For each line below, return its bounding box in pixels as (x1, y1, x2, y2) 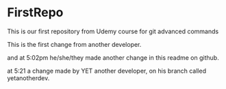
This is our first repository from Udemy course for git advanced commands (7, 27, 219, 35)
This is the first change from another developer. (7, 40, 142, 48)
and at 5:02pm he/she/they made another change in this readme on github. (7, 53, 219, 62)
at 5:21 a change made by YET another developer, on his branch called (7, 67, 207, 75)
